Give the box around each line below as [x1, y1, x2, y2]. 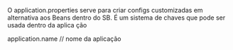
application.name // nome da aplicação [7, 35, 121, 43]
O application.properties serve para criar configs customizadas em [7, 6, 204, 14]
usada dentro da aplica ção [7, 21, 87, 29]
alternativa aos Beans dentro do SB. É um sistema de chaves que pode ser [7, 13, 226, 22]
